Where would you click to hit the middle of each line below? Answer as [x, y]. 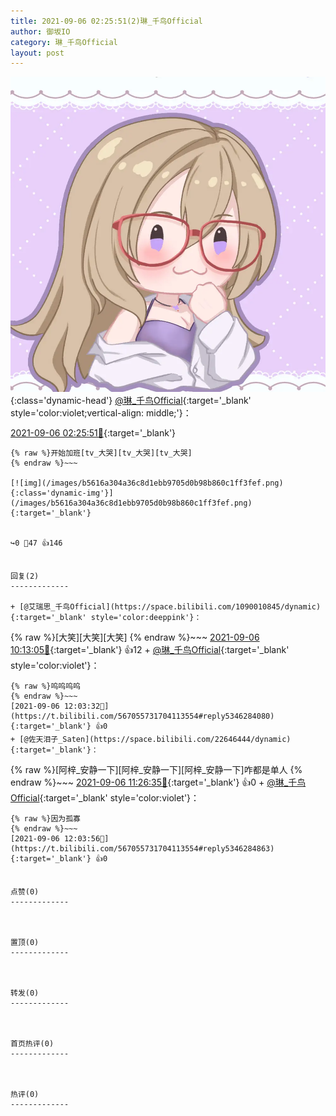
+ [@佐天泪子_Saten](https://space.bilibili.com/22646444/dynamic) [151, 740]
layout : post [37, 53]
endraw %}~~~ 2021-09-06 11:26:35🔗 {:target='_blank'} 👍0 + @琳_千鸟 [158, 782]
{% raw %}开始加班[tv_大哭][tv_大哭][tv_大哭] [101, 453]
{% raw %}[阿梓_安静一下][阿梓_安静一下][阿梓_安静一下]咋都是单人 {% [156, 770]
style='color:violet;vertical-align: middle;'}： [101, 413]
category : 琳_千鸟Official [64, 42]
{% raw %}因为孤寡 [45, 819]
